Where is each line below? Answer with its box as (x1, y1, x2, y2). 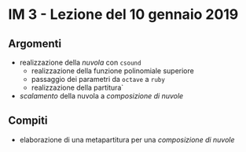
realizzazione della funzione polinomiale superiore (31, 66, 194, 76)
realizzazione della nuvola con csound (19, 57, 141, 67)
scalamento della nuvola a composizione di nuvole (19, 91, 184, 100)
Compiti (8, 114, 48, 128)
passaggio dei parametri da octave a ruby (31, 75, 165, 83)
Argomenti (8, 37, 61, 50)
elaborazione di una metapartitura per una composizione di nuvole (19, 135, 235, 144)
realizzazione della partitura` (31, 83, 124, 92)
